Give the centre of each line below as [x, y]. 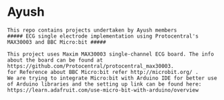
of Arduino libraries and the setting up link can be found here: [104, 84]
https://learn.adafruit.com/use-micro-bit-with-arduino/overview [103, 90]
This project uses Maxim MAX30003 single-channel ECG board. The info [111, 54]
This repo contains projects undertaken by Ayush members [92, 30]
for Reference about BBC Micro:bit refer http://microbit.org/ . [103, 72]
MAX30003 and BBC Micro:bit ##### [57, 42]
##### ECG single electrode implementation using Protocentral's [103, 36]
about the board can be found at [55, 60]
